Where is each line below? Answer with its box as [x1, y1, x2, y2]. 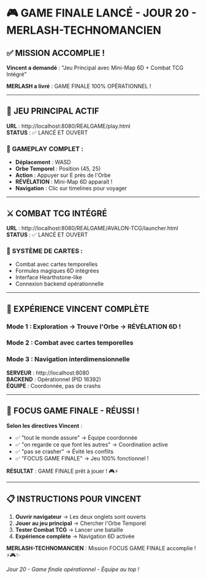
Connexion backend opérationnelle [15, 280, 104, 287]
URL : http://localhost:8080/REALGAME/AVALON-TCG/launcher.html [6, 224, 179, 231]
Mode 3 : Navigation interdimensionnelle [6, 355, 130, 363]
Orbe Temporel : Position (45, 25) [15, 165, 101, 173]
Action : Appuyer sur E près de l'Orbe [15, 171, 111, 179]
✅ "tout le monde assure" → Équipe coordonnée [15, 433, 138, 441]
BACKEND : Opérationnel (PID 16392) [6, 375, 101, 383]
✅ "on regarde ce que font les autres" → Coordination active [15, 441, 169, 448]
